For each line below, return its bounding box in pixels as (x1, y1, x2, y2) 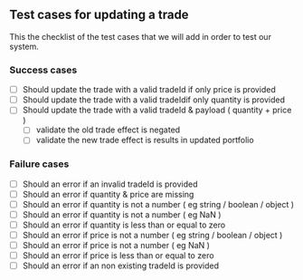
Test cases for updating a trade (9, 7, 189, 23)
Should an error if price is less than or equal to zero (22, 250, 214, 261)
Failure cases (9, 158, 70, 170)
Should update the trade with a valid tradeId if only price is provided (22, 84, 276, 95)
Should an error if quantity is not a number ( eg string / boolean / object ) (22, 198, 295, 209)
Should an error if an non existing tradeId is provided (22, 260, 220, 271)
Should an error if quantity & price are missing (22, 188, 194, 199)
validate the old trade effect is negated (35, 124, 181, 135)
